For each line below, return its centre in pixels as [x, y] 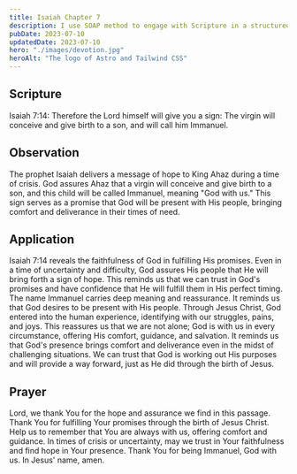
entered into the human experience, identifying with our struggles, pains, [142, 317]
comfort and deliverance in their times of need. [95, 211]
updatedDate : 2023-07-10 [55, 42]
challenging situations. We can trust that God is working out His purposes [143, 355]
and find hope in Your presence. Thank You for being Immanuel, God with [143, 451]
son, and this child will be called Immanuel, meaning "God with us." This [140, 193]
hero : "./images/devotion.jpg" [67, 50]
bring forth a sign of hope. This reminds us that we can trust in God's [135, 279]
